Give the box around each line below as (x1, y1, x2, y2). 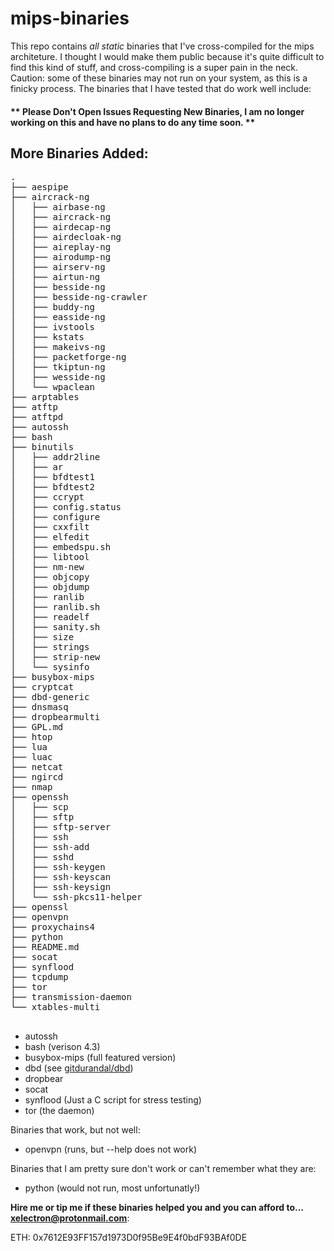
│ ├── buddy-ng (10, 302, 95, 313)
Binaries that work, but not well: (10, 1124, 141, 1136)
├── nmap (10, 782, 53, 793)
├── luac (10, 752, 53, 763)
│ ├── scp (10, 802, 69, 813)
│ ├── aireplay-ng (10, 242, 112, 253)
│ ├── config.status (10, 502, 122, 513)
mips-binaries (10, 7, 130, 30)
